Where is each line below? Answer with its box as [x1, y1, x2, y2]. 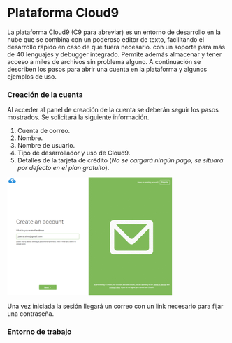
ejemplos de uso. [7, 72, 57, 81]
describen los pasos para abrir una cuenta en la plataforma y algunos [7, 65, 208, 73]
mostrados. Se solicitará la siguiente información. [7, 113, 150, 121]
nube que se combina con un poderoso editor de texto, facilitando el [7, 35, 205, 43]
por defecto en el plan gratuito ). [17, 164, 110, 172]
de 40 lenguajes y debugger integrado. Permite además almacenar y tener [7, 50, 222, 59]
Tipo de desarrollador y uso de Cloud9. [17, 148, 131, 158]
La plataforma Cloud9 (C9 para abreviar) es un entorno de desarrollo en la [7, 28, 222, 36]
